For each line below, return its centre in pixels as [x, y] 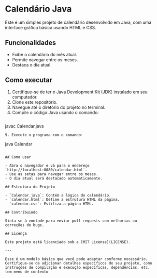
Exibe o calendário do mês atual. [44, 54]
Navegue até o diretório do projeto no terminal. [58, 107]
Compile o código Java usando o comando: [55, 112]
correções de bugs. [25, 225]
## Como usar [18, 157]
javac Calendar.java [25, 126]
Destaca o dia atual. [32, 65]
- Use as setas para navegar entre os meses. [51, 174]
